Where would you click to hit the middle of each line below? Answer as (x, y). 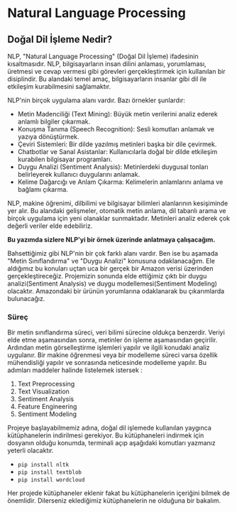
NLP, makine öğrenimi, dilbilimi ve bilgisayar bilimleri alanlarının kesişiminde (118, 203)
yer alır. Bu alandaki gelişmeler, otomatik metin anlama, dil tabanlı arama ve (117, 211)
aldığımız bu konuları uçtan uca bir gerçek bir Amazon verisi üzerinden (110, 268)
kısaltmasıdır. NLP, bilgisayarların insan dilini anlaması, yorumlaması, (107, 64)
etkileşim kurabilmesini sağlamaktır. (59, 86)
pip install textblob (49, 473)
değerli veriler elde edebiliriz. (50, 226)
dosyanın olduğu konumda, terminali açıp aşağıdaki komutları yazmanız (111, 443)
